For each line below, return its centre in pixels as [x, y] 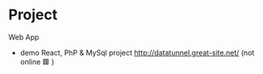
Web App [24, 37]
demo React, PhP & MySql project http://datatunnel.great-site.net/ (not [137, 52]
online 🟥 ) [37, 61]
